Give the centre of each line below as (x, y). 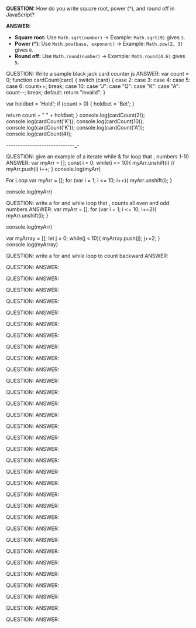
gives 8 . (24, 50)
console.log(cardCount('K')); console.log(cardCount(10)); (75, 121)
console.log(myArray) (32, 245)
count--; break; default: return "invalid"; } (56, 92)
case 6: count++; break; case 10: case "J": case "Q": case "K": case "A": (93, 86)
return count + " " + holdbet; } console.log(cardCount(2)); (75, 115)
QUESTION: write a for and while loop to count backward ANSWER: (87, 256)
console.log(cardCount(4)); (39, 134)
